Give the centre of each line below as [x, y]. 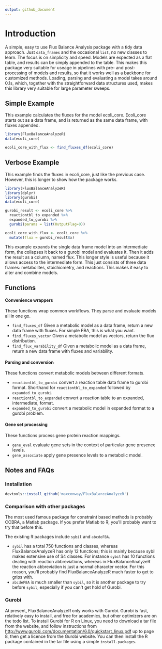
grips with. [22, 577]
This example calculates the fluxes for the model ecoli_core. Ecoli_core [76, 115]
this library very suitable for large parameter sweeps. [58, 88]
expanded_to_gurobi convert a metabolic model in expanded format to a [83, 408]
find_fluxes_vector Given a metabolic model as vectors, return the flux [83, 336]
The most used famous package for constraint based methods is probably [79, 517]
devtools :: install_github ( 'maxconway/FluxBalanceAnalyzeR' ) [67, 494]
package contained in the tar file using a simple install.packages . [71, 641]
